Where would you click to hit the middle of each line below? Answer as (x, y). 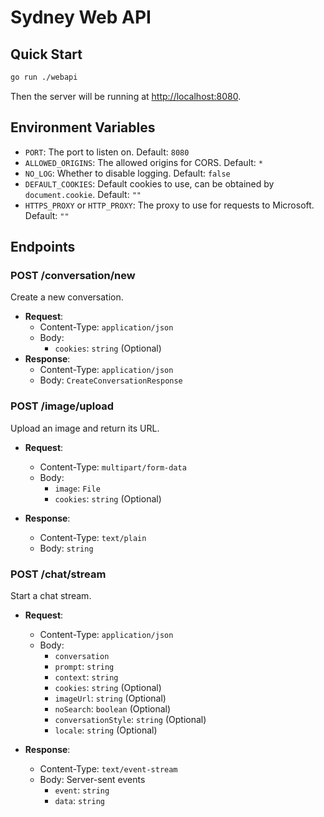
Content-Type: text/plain (93, 537)
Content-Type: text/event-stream (108, 768)
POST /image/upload (62, 406)
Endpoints (43, 247)
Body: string (66, 548)
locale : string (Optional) (106, 730)
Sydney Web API (81, 17)
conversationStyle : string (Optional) (130, 719)
